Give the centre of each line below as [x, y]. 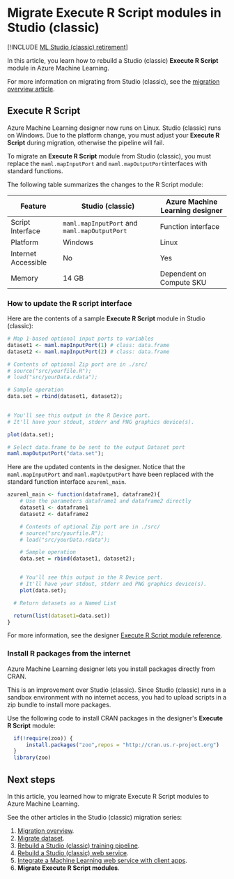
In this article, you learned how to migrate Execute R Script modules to [108, 797]
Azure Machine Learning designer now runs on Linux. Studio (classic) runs [114, 128]
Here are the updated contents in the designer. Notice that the [96, 467]
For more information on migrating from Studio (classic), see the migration [114, 81]
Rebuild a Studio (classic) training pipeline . [78, 845]
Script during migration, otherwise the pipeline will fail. [86, 142]
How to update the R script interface [70, 303]
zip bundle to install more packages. [59, 704]
